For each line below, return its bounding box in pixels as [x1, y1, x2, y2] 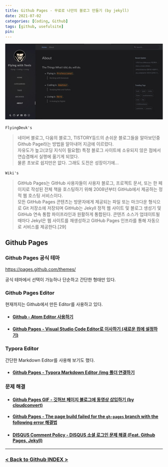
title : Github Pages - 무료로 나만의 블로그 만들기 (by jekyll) [5, 8, 129, 13]
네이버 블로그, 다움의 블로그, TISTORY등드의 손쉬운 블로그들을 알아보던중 [17, 135, 160, 141]
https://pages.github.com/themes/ [5, 266, 76, 272]
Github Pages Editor [5, 289, 55, 296]
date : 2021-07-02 [5, 13, 41, 18]
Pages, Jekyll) [12, 437, 43, 443]
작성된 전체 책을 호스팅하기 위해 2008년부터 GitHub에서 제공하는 [30, 186, 157, 192]
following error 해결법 [12, 419, 57, 425]
